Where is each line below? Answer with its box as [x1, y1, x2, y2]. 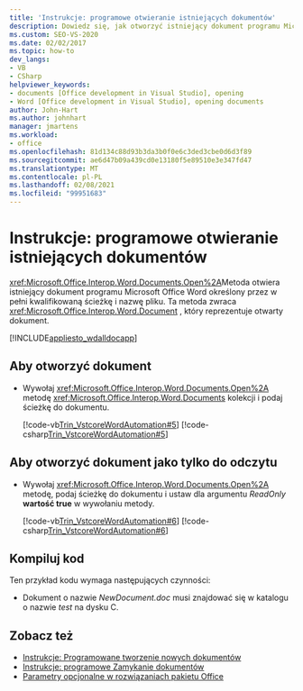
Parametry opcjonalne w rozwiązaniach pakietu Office [22, 671, 224, 682]
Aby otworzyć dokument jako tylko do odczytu [9, 455, 278, 470]
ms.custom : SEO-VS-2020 [9, 30, 99, 39]
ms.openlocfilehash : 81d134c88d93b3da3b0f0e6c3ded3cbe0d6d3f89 [9, 147, 252, 156]
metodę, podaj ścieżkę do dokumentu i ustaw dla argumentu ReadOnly [22, 488, 287, 499]
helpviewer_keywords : [9, 80, 91, 89]
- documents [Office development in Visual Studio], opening [9, 88, 244, 97]
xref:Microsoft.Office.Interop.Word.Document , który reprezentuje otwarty [9, 305, 284, 316]
